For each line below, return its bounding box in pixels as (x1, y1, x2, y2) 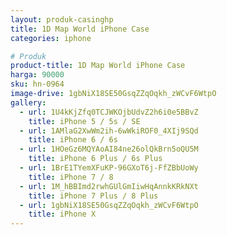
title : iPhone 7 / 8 (28, 172, 114, 182)
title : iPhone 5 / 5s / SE (28, 116, 141, 126)
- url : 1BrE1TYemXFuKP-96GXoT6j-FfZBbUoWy (19, 163, 199, 173)
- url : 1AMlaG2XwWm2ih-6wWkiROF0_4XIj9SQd (19, 126, 199, 136)
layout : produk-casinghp (10, 14, 114, 25)
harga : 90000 (10, 70, 65, 80)
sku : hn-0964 (10, 79, 65, 90)
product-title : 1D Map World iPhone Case (10, 61, 186, 71)
